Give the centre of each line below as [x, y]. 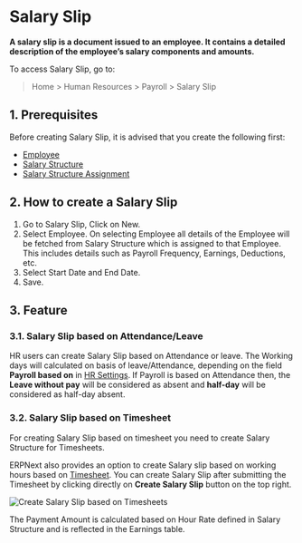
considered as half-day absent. [67, 394]
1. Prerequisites [54, 115]
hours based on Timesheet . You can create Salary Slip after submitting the [148, 474]
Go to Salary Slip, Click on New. [81, 224]
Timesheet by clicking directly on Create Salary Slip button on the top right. [151, 484]
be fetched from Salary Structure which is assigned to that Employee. [152, 243]
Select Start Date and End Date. [81, 272]
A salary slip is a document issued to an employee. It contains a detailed [147, 42]
